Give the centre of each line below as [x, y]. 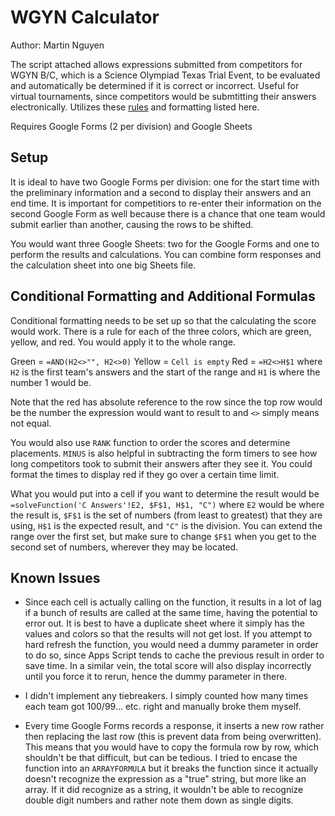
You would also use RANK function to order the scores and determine [150, 442]
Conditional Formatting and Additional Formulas [163, 296]
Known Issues [55, 577]
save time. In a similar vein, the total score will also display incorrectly [168, 666]
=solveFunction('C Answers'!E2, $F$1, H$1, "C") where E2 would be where [167, 504]
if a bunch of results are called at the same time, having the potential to [171, 613]
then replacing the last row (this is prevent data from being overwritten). [173, 737]
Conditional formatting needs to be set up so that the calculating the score [163, 320]
